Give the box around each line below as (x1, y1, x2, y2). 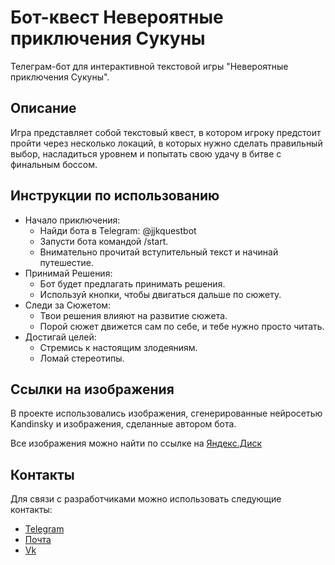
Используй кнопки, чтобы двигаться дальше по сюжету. (39, 288, 282, 300)
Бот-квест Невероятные (10, 6, 224, 29)
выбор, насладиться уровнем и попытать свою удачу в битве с (10, 147, 282, 160)
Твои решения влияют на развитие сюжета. (39, 309, 228, 321)
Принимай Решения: (24, 267, 113, 279)
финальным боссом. (10, 158, 98, 170)
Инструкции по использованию (10, 187, 220, 205)
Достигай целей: (24, 331, 97, 343)
